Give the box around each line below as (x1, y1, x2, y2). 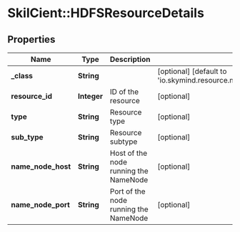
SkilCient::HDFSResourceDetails (7, 5, 205, 21)
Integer (77, 91, 104, 101)
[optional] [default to (156, 66, 227, 76)
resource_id (11, 91, 52, 101)
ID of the (109, 87, 139, 97)
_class (11, 71, 34, 80)
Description (109, 55, 151, 64)
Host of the (109, 148, 148, 158)
